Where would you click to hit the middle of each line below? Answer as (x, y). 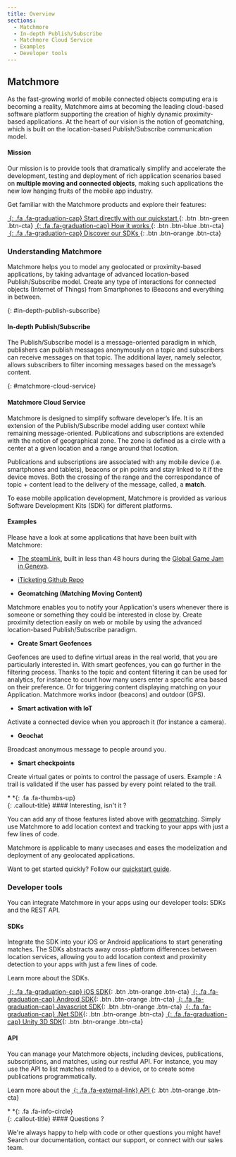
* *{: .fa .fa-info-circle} (41, 1111)
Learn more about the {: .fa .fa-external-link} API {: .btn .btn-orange (106, 1090)
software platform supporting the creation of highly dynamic (95, 114)
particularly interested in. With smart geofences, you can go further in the (114, 664)
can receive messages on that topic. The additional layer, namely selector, (115, 357)
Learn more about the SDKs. (49, 978)
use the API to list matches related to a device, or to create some (101, 1069)
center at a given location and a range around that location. (93, 448)
